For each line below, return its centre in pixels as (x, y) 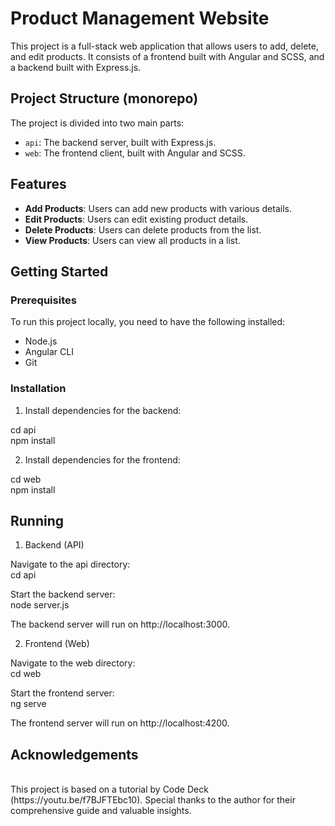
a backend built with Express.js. (76, 67)
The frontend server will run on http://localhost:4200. (120, 723)
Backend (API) (54, 545)
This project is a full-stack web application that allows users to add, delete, (164, 46)
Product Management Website (140, 18)
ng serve (28, 704)
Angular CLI (49, 352)
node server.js (40, 605)
